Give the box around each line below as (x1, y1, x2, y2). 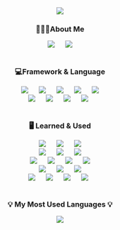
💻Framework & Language (14, 67, 106, 77)
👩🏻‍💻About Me (35, 24, 85, 34)
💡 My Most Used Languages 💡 (7, 199, 113, 209)
